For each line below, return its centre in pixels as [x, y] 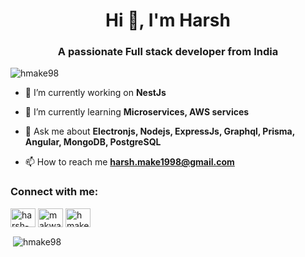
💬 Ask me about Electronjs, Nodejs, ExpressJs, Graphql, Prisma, [159, 131]
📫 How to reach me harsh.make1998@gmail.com [129, 162]
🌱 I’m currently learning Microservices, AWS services [137, 112]
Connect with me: [54, 192]
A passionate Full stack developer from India [168, 52]
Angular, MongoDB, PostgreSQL [93, 142]
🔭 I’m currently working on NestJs [95, 93]
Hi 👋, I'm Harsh [168, 20]
